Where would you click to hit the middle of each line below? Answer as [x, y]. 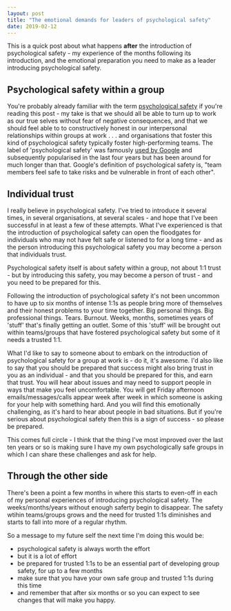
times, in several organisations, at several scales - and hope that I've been [113, 218]
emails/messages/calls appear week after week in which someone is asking [115, 397]
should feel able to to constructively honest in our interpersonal [97, 128]
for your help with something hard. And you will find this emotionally [104, 404]
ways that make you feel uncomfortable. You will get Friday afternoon [106, 390]
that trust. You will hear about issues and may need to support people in [109, 382]
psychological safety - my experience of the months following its [99, 53]
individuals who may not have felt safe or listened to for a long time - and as [115, 240]
